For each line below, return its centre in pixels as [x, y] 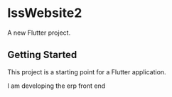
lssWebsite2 [45, 13]
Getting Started [42, 55]
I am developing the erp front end [57, 86]
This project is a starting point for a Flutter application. [87, 72]
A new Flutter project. [39, 33]
